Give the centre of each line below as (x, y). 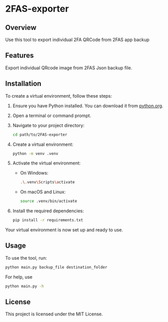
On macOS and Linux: (43, 192)
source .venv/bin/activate (49, 201)
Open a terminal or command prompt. (52, 115)
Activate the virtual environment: (47, 163)
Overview (21, 28)
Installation (23, 84)
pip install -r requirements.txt (48, 220)
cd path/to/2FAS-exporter (40, 135)
